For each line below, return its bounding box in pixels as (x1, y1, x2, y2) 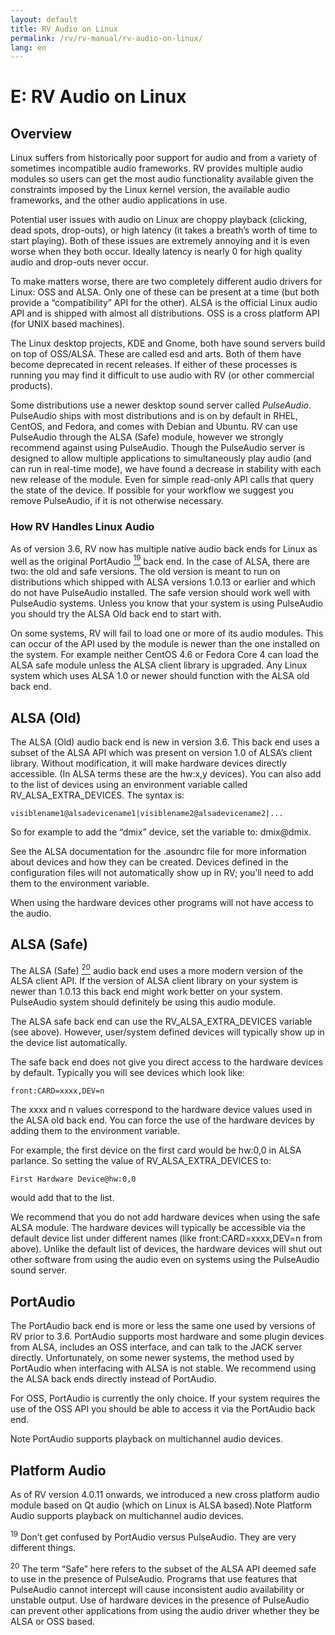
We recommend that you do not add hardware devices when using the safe (10, 1211, 321, 1223)
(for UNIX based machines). (10, 318, 126, 330)
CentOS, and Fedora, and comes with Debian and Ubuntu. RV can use (10, 421, 298, 433)
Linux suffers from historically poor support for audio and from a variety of (10, 152, 318, 164)
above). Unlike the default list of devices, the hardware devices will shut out (10, 1243, 323, 1255)
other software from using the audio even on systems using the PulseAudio (10, 1254, 320, 1266)
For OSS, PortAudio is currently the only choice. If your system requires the (10, 1392, 321, 1405)
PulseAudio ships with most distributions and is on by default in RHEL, (10, 410, 299, 422)
